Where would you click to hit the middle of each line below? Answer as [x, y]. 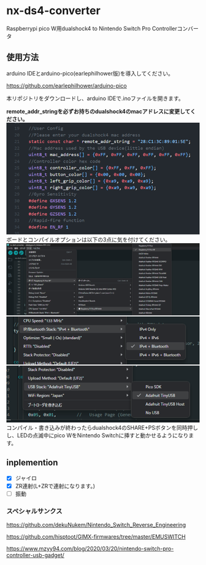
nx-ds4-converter [54, 11]
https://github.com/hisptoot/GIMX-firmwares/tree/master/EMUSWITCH [96, 536]
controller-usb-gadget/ [35, 555]
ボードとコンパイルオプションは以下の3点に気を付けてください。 [89, 240]
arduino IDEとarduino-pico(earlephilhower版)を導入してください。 [90, 73]
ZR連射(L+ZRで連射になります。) [55, 486]
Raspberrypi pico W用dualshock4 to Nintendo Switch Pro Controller [92, 28]
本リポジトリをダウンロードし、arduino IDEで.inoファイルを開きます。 [95, 98]
